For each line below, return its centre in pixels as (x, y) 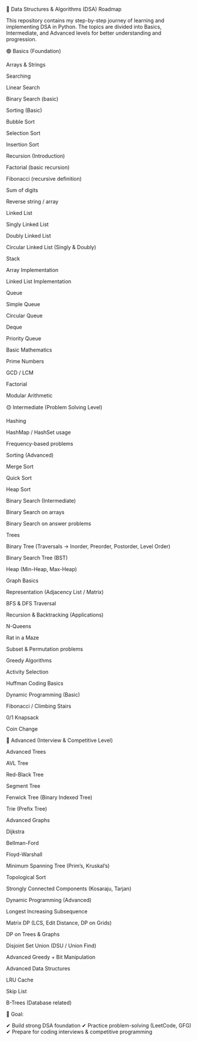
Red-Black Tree (25, 775)
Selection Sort (23, 133)
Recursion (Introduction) (36, 156)
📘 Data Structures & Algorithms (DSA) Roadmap (64, 9)
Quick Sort (19, 478)
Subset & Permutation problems (45, 649)
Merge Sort (20, 466)
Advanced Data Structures (38, 968)
